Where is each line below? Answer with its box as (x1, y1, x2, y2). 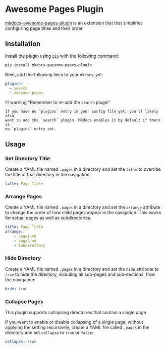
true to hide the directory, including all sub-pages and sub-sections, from (5, 271, 156, 277)
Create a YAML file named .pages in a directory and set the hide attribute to (5, 266, 159, 272)
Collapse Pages (5, 298, 44, 305)
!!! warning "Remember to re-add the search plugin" (5, 100, 111, 106)
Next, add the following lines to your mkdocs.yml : (5, 71, 104, 78)
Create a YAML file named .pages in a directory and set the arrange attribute (5, 204, 161, 210)
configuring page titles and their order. (5, 25, 84, 31)
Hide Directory (5, 255, 41, 262)
